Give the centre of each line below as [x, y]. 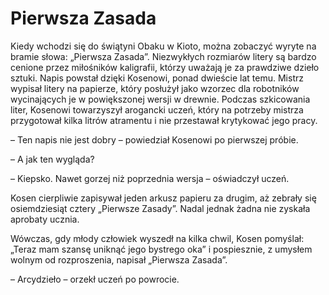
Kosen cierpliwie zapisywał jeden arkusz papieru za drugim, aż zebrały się [163, 198]
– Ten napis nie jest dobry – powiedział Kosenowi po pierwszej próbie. [154, 139]
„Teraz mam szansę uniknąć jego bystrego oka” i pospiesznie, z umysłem [161, 249]
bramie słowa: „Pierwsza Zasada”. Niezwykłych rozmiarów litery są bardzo [163, 56]
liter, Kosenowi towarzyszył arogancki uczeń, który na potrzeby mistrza [157, 109]
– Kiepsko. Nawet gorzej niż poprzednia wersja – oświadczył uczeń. [150, 178]
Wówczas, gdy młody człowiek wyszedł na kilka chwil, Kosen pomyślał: [157, 238]
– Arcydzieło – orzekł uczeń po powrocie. [95, 279]
